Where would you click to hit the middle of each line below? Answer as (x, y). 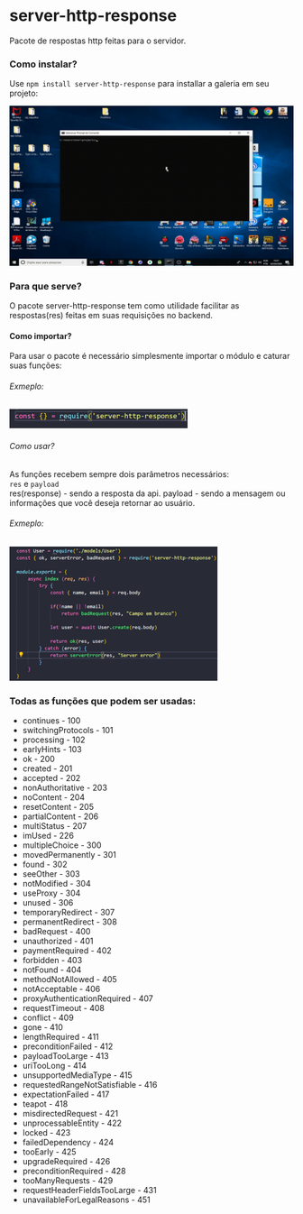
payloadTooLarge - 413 (66, 1056)
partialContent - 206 (60, 816)
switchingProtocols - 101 (68, 731)
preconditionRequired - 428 (74, 1171)
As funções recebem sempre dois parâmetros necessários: (119, 474)
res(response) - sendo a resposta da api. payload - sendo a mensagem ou (147, 493)
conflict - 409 (48, 1018)
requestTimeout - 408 (64, 1008)
